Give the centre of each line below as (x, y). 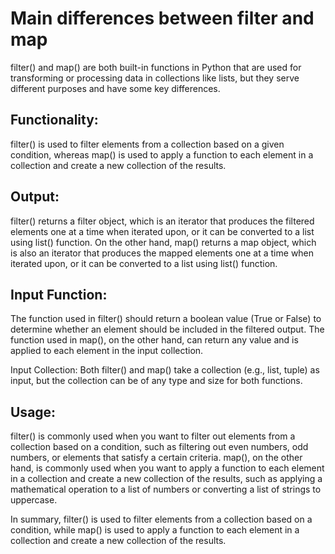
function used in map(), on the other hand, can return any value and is (154, 340)
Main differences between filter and (162, 18)
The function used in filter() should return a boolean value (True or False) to (166, 319)
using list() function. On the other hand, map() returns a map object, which (163, 242)
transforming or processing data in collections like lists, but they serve (155, 78)
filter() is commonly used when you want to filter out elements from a (153, 436)
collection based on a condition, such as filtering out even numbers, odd (159, 447)
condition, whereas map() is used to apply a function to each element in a (162, 154)
